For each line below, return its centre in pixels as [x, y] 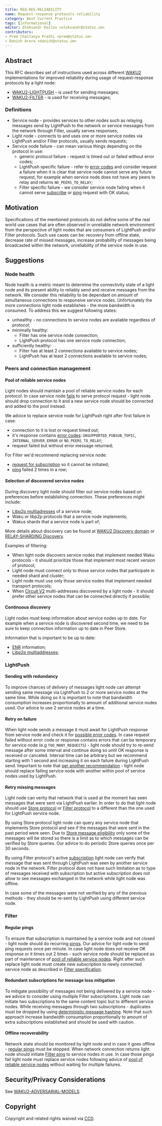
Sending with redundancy [31, 676]
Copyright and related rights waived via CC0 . [50, 1118]
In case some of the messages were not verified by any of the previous [76, 893]
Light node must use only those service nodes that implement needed [81, 580]
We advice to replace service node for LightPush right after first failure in [78, 416]
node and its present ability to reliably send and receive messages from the [80, 290]
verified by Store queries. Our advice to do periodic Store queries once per [80, 843]
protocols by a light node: [30, 82]
